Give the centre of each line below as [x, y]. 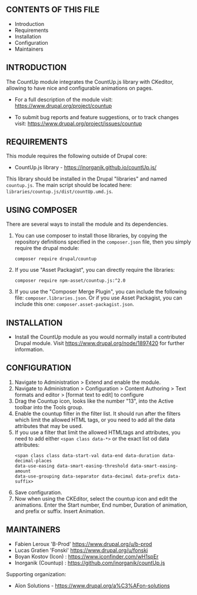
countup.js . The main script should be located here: [69, 185]
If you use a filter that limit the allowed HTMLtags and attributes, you [97, 432]
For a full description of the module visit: [64, 99]
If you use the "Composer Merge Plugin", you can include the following [101, 292]
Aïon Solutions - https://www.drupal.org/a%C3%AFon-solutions [92, 586]
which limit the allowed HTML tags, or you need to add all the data [95, 420]
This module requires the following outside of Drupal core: [76, 156]
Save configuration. [39, 492]
